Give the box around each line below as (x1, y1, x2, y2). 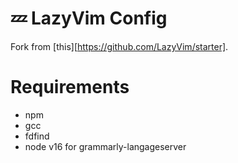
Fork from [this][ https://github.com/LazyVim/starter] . (10, 40, 229, 52)
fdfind (24, 130, 50, 142)
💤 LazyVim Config (10, 7, 168, 30)
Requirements (10, 76, 130, 99)
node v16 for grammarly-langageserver (24, 140, 187, 152)
